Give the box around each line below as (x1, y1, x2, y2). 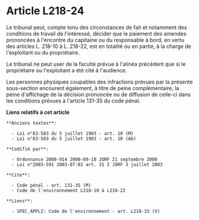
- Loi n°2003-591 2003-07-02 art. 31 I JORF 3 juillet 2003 (11, 161, 163, 167)
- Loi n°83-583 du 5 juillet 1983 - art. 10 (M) (11, 130, 134, 136)
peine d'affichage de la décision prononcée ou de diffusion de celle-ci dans (6, 91, 191, 98)
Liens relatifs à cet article (6, 109, 70, 116)
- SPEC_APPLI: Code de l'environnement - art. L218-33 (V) (11, 208, 161, 214)
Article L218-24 (6, 4, 85, 18)
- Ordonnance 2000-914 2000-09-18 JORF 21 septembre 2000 (11, 156, 158, 162)
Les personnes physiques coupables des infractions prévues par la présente (6, 78, 193, 85)
